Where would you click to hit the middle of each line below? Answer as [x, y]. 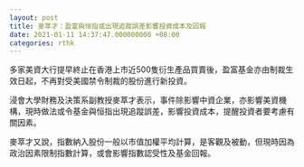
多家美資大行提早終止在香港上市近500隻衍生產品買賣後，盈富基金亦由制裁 [147, 70]
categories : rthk [42, 43]
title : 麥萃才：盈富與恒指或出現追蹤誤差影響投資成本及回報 [108, 26]
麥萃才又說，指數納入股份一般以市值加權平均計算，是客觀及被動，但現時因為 [152, 142]
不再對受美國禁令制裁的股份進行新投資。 [116, 81]
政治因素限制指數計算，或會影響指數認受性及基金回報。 [112, 153]
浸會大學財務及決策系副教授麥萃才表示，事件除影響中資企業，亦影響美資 [144, 100]
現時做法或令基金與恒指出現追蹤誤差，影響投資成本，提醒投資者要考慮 [156, 111]
